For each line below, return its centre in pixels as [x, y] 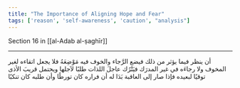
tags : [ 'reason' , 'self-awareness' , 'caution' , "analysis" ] [99, 21]
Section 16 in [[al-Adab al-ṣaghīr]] [58, 40]
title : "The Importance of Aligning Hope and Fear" [86, 14]
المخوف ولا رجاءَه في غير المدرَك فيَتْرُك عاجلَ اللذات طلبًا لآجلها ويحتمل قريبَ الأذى [117, 69]
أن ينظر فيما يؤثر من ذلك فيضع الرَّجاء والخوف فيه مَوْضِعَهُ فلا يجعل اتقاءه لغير [110, 61]
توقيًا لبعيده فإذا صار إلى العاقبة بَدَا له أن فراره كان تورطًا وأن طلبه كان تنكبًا [107, 76]
